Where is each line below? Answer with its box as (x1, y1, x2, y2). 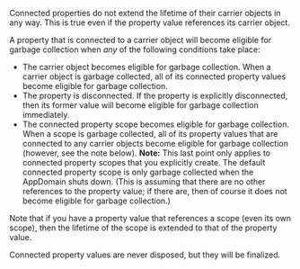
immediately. (22, 110, 70, 120)
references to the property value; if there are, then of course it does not (22, 186, 287, 196)
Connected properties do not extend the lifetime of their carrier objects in (9, 8, 281, 18)
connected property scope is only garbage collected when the (22, 166, 254, 177)
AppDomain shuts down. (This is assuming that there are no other (22, 176, 266, 187)
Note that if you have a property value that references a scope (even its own (9, 213, 292, 223)
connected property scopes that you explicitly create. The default (22, 157, 266, 167)
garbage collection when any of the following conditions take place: (9, 44, 260, 55)
